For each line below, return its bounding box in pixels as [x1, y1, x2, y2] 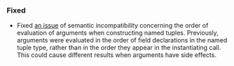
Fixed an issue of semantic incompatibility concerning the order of [16, 22, 209, 30]
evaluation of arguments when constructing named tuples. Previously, [16, 28, 219, 37]
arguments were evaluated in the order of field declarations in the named [16, 36, 228, 44]
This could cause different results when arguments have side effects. [16, 51, 216, 59]
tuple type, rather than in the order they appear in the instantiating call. [16, 44, 221, 52]
